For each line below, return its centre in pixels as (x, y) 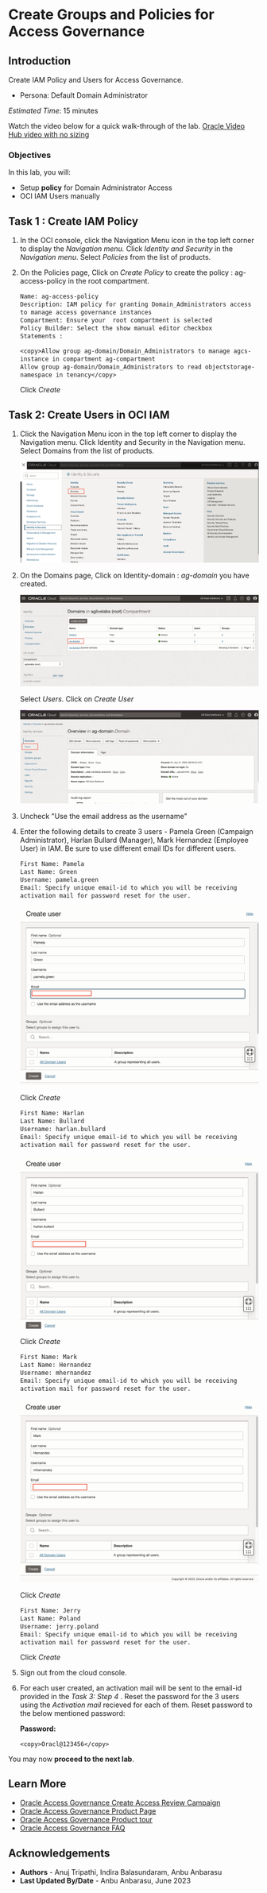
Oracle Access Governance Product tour (86, 1820)
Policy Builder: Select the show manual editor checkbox (116, 328)
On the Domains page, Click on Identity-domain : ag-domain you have (134, 575)
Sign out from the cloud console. (73, 1672)
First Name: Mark (48, 1357)
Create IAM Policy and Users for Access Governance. (96, 80)
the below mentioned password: (72, 1713)
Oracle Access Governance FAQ (72, 1828)
